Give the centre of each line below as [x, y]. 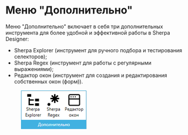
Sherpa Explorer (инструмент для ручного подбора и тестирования [98, 50]
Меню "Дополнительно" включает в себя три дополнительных [84, 26]
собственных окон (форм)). [48, 81]
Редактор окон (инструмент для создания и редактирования [90, 75]
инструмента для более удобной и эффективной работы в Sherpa [88, 32]
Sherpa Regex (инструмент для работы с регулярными [83, 63]
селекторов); [31, 56]
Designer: [17, 39]
